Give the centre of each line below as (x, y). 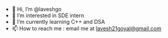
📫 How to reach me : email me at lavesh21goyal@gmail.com (87, 28)
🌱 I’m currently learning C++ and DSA (58, 22)
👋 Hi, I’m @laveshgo (37, 9)
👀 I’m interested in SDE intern (48, 15)
